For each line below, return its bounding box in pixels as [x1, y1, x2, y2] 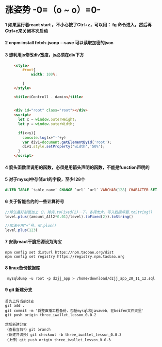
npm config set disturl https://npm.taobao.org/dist [5, 250, 114, 255]
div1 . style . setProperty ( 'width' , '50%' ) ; [22, 144, 105, 149]
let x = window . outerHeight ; [17, 117, 77, 122]
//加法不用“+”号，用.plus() [5, 223, 57, 228]
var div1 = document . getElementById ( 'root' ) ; [22, 140, 112, 145]
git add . [5, 303, 25, 308]
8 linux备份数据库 [5, 265, 40, 271]
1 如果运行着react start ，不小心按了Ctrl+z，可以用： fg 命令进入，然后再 [5, 21, 152, 27]
